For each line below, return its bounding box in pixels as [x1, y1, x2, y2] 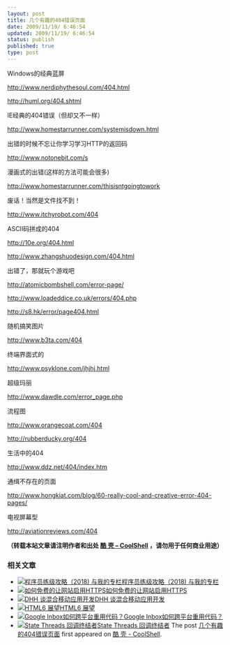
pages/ [7, 498, 28, 507]
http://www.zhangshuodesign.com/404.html [7, 252, 135, 260]
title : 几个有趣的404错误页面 [7, 17, 86, 24]
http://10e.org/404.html [7, 238, 75, 246]
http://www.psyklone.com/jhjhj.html [7, 364, 110, 372]
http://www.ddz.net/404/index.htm [7, 462, 108, 471]
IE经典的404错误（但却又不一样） [7, 111, 105, 119]
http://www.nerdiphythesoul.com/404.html [7, 83, 130, 91]
